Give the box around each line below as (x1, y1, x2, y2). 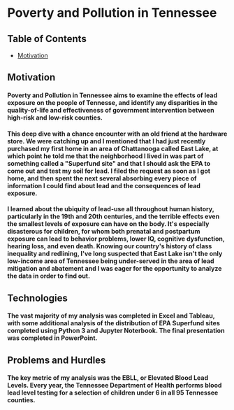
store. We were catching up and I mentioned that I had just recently (7, 136, 206, 145)
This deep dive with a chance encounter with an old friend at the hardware (7, 129, 228, 138)
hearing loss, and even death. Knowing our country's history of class (7, 242, 212, 250)
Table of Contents (7, 33, 87, 45)
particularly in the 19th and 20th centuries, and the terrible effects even (7, 212, 220, 221)
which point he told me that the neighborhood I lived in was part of (7, 152, 204, 160)
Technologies (7, 292, 68, 304)
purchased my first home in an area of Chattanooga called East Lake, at (7, 144, 219, 153)
